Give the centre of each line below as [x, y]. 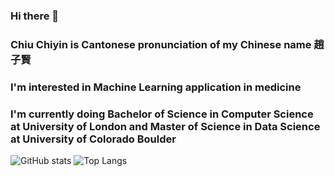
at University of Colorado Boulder [93, 139]
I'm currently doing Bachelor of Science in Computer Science [162, 114]
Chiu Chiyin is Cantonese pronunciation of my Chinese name [161, 44]
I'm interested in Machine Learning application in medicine [156, 87]
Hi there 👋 [35, 16]
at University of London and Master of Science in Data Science [165, 126]
